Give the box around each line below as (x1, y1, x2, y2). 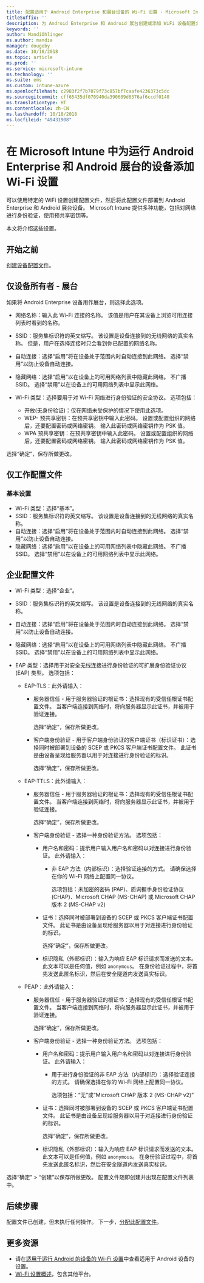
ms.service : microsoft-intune (6, 65, 83, 72)
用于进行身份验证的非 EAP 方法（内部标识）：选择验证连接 (51, 1071, 195, 1078)
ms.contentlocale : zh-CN (6, 105, 69, 112)
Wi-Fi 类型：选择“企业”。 (15, 587, 78, 594)
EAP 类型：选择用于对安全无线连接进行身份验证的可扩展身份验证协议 (15, 662, 187, 669)
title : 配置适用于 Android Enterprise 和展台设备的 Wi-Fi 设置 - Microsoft (6, 9, 190, 15)
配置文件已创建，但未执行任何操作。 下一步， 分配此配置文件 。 (6, 1218, 162, 1226)
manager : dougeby (6, 43, 50, 49)
